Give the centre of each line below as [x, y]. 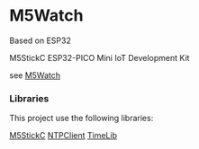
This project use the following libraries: [81, 118]
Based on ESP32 [41, 40]
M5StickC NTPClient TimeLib [63, 136]
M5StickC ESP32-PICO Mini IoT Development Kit [99, 57]
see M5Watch [35, 75]
